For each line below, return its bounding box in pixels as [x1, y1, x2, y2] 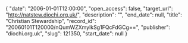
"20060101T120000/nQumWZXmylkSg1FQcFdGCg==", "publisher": [5, 24, 171, 31]
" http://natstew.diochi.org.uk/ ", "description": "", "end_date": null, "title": [5, 11, 183, 18]
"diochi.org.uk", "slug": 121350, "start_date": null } [5, 30, 128, 37]
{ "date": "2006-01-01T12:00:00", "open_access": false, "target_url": [5, 5, 173, 12]
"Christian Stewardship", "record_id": [5, 18, 96, 24]
